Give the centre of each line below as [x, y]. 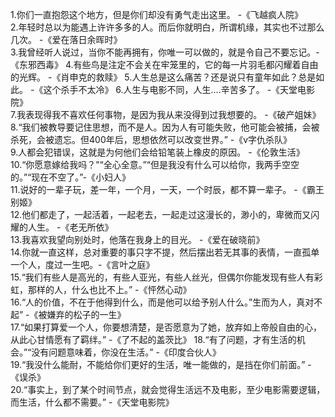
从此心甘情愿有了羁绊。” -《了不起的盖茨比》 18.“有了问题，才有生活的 [153, 339]
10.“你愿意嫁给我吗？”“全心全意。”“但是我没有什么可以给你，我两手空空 [155, 164]
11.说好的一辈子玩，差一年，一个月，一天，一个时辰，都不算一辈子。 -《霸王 [167, 189]
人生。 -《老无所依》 [70, 227]
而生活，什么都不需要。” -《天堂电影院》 [92, 402]
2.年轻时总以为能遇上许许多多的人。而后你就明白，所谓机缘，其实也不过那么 [167, 27]
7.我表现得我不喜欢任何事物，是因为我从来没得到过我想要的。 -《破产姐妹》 [166, 114]
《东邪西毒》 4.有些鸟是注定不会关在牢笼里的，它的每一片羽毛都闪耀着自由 [164, 64]
